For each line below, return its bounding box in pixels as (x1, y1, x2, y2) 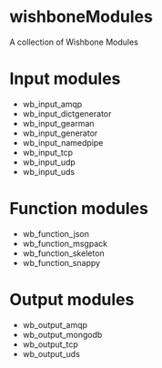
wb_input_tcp (22, 147, 74, 158)
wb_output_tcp (22, 339, 79, 350)
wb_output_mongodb (22, 329, 103, 340)
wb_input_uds (22, 166, 76, 177)
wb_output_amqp (22, 319, 88, 330)
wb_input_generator (22, 128, 98, 138)
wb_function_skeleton (22, 248, 105, 259)
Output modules (9, 290, 135, 310)
